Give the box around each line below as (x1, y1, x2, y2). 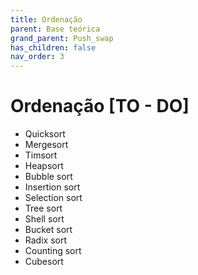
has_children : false (10, 42, 97, 53)
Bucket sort (24, 224, 73, 236)
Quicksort (24, 128, 66, 140)
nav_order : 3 (10, 52, 65, 62)
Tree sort (24, 202, 63, 215)
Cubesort (24, 256, 64, 268)
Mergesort (24, 139, 69, 151)
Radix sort (24, 234, 67, 246)
